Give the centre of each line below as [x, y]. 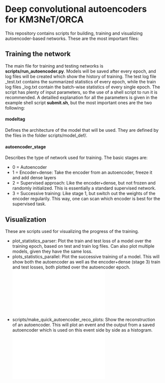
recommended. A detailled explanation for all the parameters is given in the [81, 97]
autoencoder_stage [26, 147]
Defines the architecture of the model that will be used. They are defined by [82, 130]
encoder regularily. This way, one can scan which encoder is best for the [86, 199]
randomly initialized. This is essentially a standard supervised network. [84, 188]
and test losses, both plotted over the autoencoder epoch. [71, 267]
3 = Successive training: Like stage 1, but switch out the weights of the [84, 193]
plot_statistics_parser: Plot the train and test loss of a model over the [82, 241]
